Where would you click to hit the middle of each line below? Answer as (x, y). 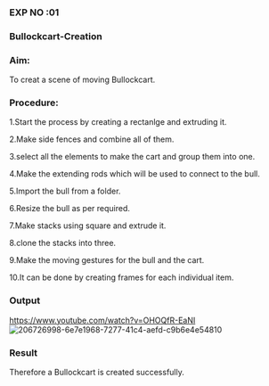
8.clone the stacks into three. (63, 243)
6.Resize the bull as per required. (70, 209)
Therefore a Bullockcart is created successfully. (97, 373)
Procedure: (34, 103)
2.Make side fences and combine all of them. (92, 139)
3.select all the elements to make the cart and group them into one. (132, 157)
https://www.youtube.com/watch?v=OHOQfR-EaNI (102, 320)
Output (25, 300)
